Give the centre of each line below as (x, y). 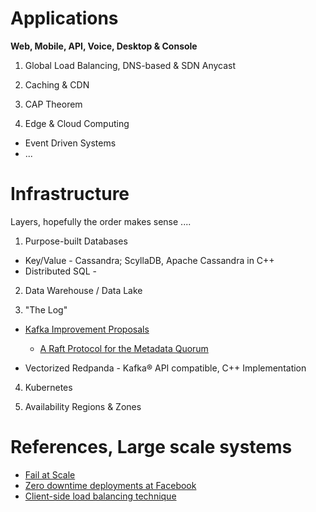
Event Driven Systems (70, 143)
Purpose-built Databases (76, 241)
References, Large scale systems (151, 447)
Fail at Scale (50, 474)
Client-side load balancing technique (100, 496)
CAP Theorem (53, 104)
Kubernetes (48, 387)
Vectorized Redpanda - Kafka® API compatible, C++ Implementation (165, 368)
